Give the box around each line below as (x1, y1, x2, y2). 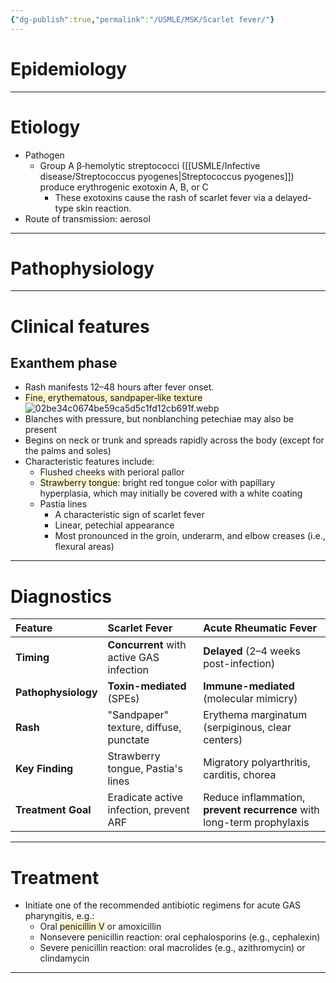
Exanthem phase (10, 355, 118, 372)
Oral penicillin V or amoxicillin (39, 921, 162, 933)
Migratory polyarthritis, (203, 756, 311, 770)
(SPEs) (107, 692, 140, 706)
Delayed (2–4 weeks (203, 644, 301, 658)
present (24, 424, 57, 436)
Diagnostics (10, 585, 113, 608)
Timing (15, 651, 50, 665)
